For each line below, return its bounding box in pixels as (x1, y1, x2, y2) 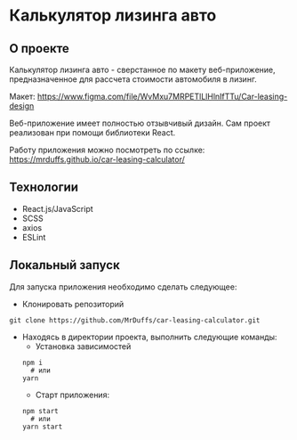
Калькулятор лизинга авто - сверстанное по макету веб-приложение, (9, 64, 276, 75)
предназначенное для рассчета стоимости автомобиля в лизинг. (9, 74, 258, 85)
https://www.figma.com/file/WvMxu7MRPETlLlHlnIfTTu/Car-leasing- (36, 91, 288, 102)
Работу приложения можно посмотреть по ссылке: (9, 144, 205, 155)
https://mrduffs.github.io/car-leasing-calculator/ (9, 154, 185, 165)
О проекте (9, 41, 69, 56)
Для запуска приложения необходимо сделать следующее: (9, 281, 237, 292)
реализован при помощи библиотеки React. (9, 127, 176, 138)
